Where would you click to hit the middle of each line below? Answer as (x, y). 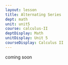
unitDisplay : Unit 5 (27, 38)
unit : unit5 (17, 24)
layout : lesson (21, 10)
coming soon (19, 57)
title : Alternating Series (33, 15)
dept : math (16, 19)
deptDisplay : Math (24, 33)
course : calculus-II (27, 29)
